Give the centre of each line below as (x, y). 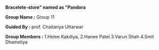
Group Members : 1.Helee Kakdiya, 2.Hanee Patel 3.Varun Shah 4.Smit (80, 37)
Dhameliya (17, 42)
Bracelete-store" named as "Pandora (46, 7)
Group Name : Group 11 (30, 17)
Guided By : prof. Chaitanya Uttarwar (44, 27)
